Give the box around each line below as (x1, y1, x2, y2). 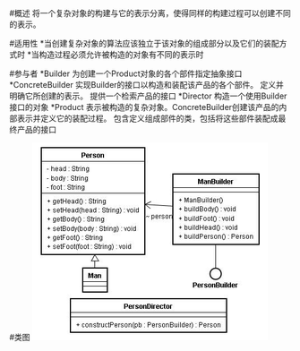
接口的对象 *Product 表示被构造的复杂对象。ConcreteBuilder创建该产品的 (9, 102, 279, 112)
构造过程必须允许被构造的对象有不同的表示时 (39, 49, 204, 60)
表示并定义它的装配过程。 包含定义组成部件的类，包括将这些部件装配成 (16, 113, 279, 124)
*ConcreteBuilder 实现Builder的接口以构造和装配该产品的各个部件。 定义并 (9, 80, 285, 90)
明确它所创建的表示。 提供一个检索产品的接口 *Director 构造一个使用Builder (9, 90, 287, 101)
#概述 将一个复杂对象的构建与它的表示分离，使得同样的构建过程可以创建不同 (9, 8, 291, 18)
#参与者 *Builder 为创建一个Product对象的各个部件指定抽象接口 (9, 68, 243, 79)
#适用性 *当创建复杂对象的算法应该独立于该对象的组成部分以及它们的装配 (9, 39, 279, 48)
